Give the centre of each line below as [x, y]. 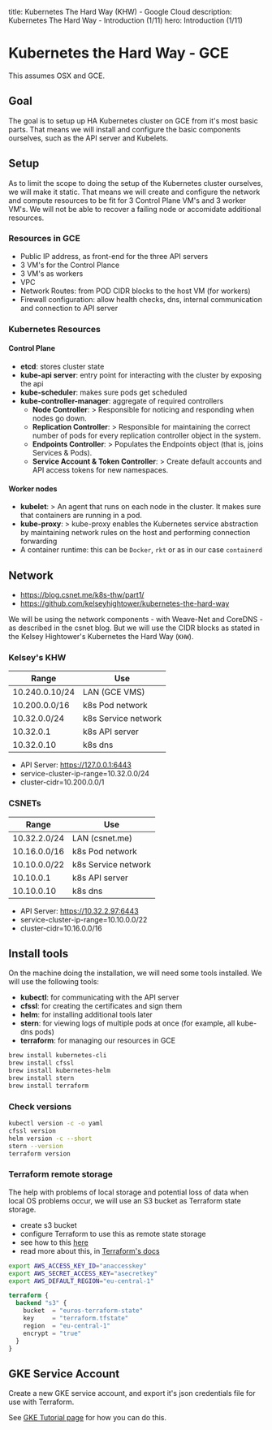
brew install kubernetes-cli [58, 1056]
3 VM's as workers [52, 273]
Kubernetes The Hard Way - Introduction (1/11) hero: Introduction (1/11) [126, 20]
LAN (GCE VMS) [114, 692]
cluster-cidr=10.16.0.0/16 [61, 928]
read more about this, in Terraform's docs [90, 1251]
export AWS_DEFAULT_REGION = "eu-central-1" [81, 1281]
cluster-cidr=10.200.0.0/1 [62, 782]
